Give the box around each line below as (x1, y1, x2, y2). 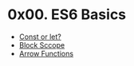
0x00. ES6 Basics (7, 6, 127, 24)
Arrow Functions (18, 49, 73, 58)
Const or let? (18, 32, 61, 41)
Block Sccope (18, 40, 65, 49)
